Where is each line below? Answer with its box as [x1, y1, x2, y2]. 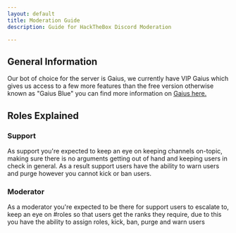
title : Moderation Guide [7, 17, 80, 24]
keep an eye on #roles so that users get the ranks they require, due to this [7, 210, 222, 219]
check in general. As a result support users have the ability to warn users [7, 161, 220, 170]
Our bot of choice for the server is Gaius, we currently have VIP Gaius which [7, 75, 229, 83]
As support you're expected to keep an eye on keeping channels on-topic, [7, 146, 223, 155]
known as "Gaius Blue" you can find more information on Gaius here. [7, 89, 207, 98]
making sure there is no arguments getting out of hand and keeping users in [7, 154, 228, 163]
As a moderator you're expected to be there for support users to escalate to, [7, 203, 229, 211]
